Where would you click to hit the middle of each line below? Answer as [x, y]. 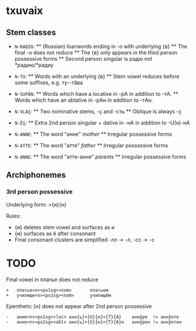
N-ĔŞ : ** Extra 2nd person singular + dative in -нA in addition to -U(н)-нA [102, 123]
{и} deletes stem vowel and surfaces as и [65, 227]
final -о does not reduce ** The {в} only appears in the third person [96, 53]
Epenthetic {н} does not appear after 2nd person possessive [79, 306]
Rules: [14, 216]
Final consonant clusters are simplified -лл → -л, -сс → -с [85, 239]
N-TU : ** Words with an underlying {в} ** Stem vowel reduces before [97, 76]
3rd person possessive [39, 192]
